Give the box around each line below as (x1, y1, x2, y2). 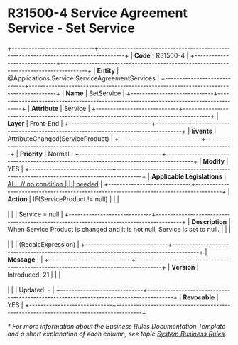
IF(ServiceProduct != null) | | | (33, 194, 119, 203)
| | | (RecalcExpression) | (7, 240, 80, 248)
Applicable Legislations (151, 172, 222, 181)
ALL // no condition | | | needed (7, 179, 99, 188)
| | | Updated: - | (7, 285, 55, 294)
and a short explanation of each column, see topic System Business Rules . (7, 329, 227, 338)
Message (7, 255, 36, 264)
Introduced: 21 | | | (7, 270, 61, 279)
